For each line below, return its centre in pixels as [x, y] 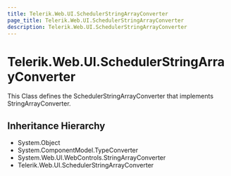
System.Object [39, 143]
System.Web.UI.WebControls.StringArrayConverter [92, 158]
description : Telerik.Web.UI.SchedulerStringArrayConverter [98, 27]
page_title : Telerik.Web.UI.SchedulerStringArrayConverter [96, 20]
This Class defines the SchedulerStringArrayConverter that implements [110, 96]
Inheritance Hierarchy [56, 126]
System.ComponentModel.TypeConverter [78, 150]
